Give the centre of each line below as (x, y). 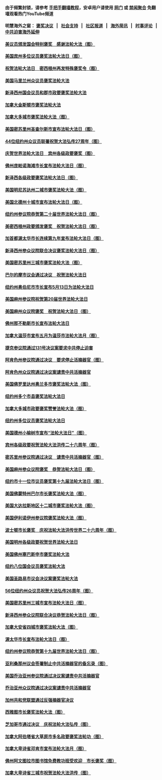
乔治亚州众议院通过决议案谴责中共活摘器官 (48, 688)
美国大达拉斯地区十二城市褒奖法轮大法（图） (50, 506)
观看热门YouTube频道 (31, 13)
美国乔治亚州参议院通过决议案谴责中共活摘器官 (52, 675)
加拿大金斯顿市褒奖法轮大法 (33, 105)
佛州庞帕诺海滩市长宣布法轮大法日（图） (46, 165)
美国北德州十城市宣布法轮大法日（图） (44, 202)
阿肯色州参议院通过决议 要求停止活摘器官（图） (54, 360)
